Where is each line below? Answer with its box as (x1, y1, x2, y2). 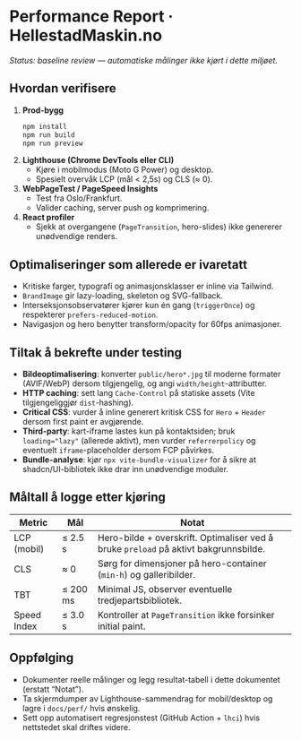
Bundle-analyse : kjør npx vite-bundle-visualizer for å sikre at (21, 454, 257, 465)
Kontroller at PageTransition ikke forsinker (97, 608, 275, 621)
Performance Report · (9, 6, 174, 27)
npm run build (21, 130, 75, 140)
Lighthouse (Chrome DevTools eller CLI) (21, 155, 175, 166)
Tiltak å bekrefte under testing (9, 345, 182, 360)
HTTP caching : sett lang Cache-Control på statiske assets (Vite (21, 388, 255, 398)
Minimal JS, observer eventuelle (97, 582, 233, 595)
